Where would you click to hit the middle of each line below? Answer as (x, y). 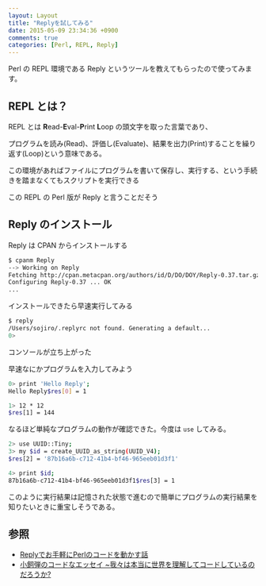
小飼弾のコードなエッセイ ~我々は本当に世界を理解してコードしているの (137, 565)
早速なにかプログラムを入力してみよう (70, 368)
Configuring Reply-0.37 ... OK (60, 283)
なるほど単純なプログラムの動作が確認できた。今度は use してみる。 (120, 429)
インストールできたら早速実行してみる (70, 306)
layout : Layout (33, 15)
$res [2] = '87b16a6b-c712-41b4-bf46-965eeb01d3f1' (93, 459)
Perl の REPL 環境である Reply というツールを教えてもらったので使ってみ (127, 69)
